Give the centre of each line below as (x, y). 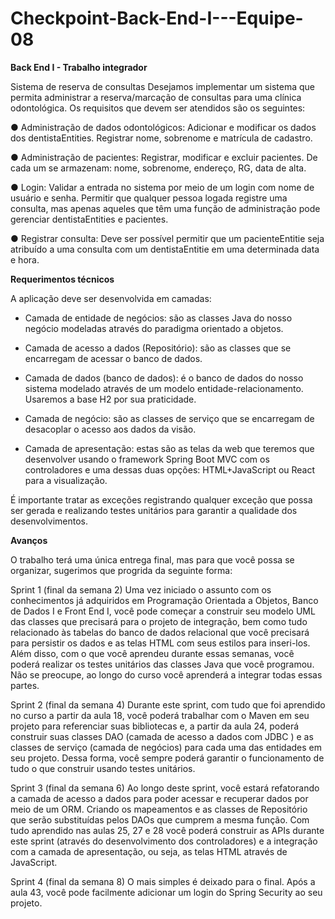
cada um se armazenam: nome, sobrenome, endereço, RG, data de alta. (158, 168)
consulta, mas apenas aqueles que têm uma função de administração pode (165, 208)
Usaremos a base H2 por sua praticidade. (110, 399)
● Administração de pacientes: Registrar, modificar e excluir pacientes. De (164, 157)
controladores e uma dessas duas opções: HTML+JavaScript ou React (170, 469)
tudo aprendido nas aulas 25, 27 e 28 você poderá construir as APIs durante (167, 830)
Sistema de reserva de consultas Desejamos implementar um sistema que (162, 86)
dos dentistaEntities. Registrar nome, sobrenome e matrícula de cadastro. (161, 138)
